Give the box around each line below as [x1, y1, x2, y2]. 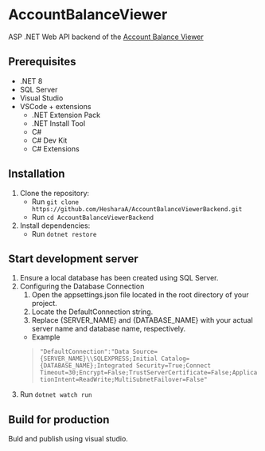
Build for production [8, 413, 110, 426]
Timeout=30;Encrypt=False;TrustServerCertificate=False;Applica [39, 369, 258, 377]
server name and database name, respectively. [31, 324, 186, 334]
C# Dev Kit [31, 135, 68, 145]
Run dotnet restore [31, 229, 97, 238]
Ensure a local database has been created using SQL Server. [19, 273, 219, 283]
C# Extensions [31, 143, 80, 153]
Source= [132, 348, 158, 356]
